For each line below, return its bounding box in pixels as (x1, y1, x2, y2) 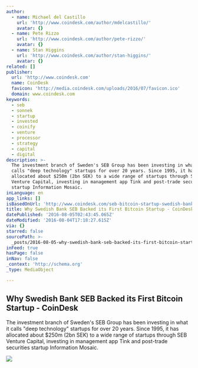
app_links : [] (6, 196, 41, 201)
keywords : (6, 96, 31, 102)
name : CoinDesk (11, 80, 49, 86)
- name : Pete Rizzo (11, 31, 60, 37)
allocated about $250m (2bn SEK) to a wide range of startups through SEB (6, 331, 187, 338)
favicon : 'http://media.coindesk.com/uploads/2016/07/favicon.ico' (11, 86, 181, 92)
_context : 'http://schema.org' (6, 261, 83, 268)
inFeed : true (6, 245, 38, 251)
